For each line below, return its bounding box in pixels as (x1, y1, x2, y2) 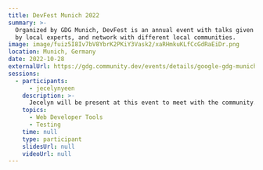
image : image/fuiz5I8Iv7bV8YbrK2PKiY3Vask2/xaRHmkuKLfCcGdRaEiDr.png (8, 41, 240, 49)
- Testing (28, 121, 61, 128)
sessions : (8, 70, 41, 78)
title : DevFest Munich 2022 (8, 11, 100, 20)
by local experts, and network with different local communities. (15, 33, 236, 42)
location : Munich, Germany (8, 48, 96, 56)
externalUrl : (8, 63, 51, 71)
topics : (22, 107, 47, 114)
